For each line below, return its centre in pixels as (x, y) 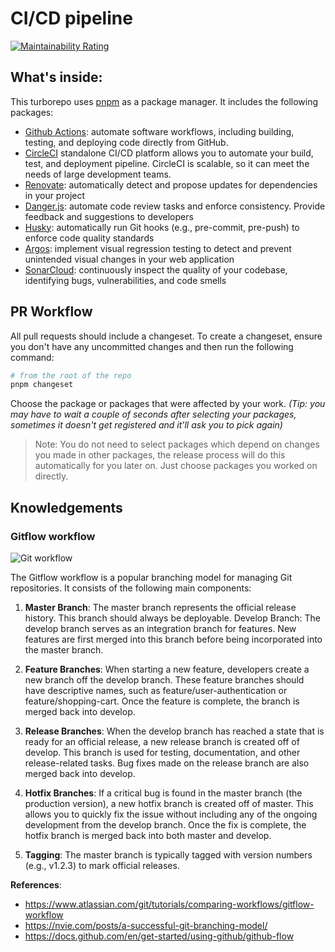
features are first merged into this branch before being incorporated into (173, 639)
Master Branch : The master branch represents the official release (160, 607)
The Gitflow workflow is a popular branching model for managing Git (151, 577)
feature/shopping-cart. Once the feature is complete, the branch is (162, 701)
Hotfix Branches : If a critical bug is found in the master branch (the (163, 793)
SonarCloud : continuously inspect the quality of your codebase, (156, 269)
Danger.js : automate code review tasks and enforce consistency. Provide (175, 206)
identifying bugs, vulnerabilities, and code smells (125, 280)
